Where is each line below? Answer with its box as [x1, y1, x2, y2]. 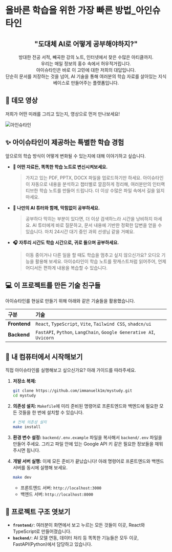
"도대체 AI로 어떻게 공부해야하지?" [34, 40, 138, 48]
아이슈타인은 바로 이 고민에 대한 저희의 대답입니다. [36, 67, 136, 73]
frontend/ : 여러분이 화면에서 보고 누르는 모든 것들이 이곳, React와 [12, 522, 145, 528]
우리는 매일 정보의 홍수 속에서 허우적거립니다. [40, 61, 132, 67]
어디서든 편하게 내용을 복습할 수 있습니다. [25, 265, 108, 271]
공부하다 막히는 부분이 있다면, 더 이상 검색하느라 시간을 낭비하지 [25, 215, 153, 222]
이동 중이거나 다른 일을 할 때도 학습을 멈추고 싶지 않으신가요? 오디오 [25, 252, 160, 258]
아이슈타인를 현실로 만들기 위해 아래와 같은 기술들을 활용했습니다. [5, 298, 136, 304]
